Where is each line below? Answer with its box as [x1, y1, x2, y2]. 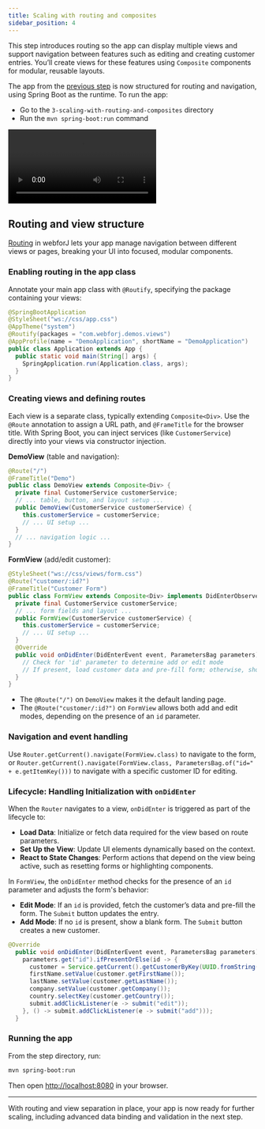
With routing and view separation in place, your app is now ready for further [8, 1103, 255, 1112]
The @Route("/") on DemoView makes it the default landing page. [19, 695, 226, 704]
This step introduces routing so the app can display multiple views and [8, 40, 238, 50]
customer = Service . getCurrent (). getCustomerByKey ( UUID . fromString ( [28, 963, 259, 971]
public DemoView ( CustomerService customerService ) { [15, 504, 192, 512]
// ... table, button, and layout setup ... [15, 496, 164, 505]
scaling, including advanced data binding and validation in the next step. [8, 1112, 243, 1121]
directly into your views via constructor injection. [8, 436, 167, 445]
